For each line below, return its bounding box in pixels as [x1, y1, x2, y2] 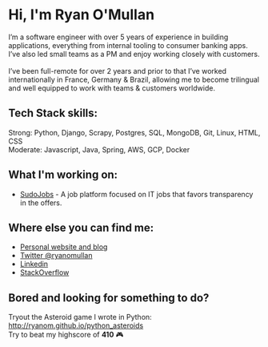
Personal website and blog [19, 242, 108, 252]
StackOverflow [19, 268, 70, 277]
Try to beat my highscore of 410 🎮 [8, 330, 124, 340]
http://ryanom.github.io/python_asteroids [8, 321, 144, 330]
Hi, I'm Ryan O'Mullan [8, 6, 154, 24]
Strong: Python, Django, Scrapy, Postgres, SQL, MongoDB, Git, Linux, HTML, [8, 127, 261, 137]
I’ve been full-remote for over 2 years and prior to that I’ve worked [8, 66, 226, 75]
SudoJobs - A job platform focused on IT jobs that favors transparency [19, 189, 254, 199]
